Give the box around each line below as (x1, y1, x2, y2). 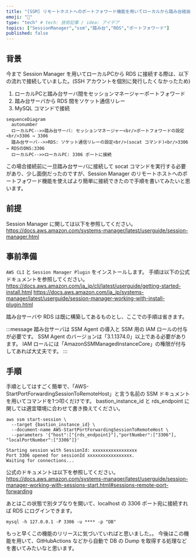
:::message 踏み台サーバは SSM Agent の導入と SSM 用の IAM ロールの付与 (6, 325, 188, 332)
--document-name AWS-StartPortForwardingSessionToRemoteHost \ (11, 427, 169, 433)
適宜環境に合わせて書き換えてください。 (26, 405, 124, 412)
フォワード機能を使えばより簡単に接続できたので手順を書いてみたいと (16, 177, 185, 184)
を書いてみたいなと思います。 (6, 545, 78, 552)
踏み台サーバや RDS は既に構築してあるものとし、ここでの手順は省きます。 (6, 313, 188, 320)
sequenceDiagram (6, 116, 46, 122)
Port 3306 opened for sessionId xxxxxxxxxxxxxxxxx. (6, 453, 135, 458)
